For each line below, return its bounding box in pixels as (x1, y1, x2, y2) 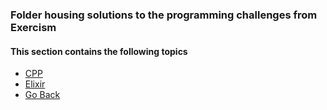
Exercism (10, 20, 57, 34)
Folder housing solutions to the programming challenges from (10, 8, 318, 22)
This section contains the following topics (10, 45, 188, 57)
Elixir (24, 78, 46, 90)
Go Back (24, 89, 61, 101)
